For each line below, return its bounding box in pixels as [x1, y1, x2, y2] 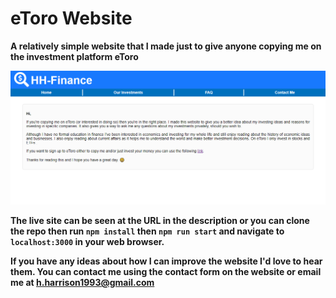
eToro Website [10, 7, 133, 30]
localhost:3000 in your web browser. [10, 236, 165, 248]
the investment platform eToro [10, 50, 139, 62]
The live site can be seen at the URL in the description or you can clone [10, 215, 310, 227]
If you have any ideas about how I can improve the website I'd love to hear [10, 255, 323, 267]
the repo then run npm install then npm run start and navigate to [10, 225, 285, 237]
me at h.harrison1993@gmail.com [10, 277, 155, 289]
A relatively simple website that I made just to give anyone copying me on [10, 40, 322, 52]
